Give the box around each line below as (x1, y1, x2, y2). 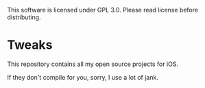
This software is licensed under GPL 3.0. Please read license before (7, 6, 199, 14)
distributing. (7, 13, 41, 21)
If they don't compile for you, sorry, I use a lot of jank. (7, 73, 159, 81)
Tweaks (7, 37, 53, 53)
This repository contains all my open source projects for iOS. (7, 60, 179, 68)
